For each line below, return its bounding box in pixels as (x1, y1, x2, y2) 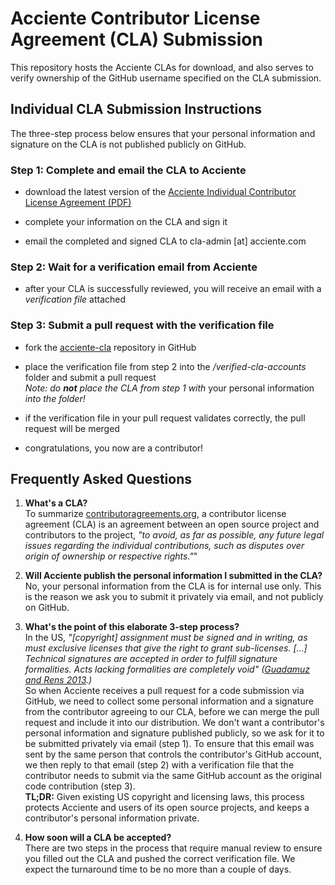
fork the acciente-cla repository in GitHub (24, 341, 197, 353)
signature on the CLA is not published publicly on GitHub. (10, 138, 247, 150)
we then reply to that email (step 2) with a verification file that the (24, 759, 295, 771)
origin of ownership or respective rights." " (24, 550, 198, 562)
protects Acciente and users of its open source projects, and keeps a (24, 802, 310, 814)
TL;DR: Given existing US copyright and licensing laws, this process (24, 791, 305, 803)
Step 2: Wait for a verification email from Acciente (10, 260, 258, 274)
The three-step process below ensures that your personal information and (10, 127, 316, 139)
